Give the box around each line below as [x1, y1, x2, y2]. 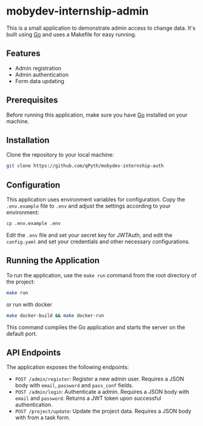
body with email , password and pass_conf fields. [15, 382, 134, 389]
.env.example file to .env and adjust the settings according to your [6, 202, 171, 210]
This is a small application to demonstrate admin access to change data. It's [6, 24, 196, 32]
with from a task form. [15, 414, 71, 421]
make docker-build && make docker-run [6, 313, 104, 319]
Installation [6, 135, 50, 145]
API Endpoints [6, 347, 61, 357]
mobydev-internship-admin [6, 4, 149, 18]
